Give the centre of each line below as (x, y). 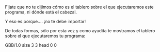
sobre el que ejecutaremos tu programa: (45, 36)
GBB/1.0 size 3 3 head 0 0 (31, 45)
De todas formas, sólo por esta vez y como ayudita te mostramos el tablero (80, 31)
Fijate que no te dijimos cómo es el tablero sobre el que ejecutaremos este (80, 7)
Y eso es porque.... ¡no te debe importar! (46, 21)
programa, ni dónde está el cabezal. (41, 12)
